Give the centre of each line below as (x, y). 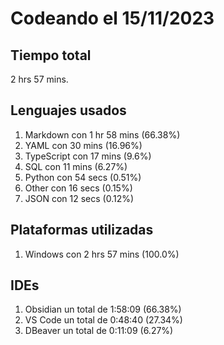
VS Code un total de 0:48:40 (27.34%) (103, 320)
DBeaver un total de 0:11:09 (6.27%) (99, 331)
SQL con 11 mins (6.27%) (76, 166)
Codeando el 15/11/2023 (112, 18)
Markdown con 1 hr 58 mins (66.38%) (102, 134)
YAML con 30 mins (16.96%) (83, 145)
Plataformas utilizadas (82, 230)
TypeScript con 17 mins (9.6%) (88, 156)
